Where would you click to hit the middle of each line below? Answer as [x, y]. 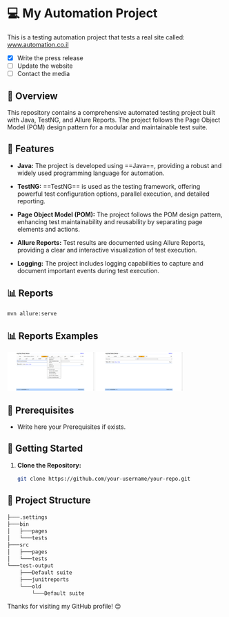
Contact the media [43, 74]
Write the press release [50, 58]
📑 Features [31, 149]
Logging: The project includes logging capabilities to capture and [110, 263]
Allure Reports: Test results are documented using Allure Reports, [111, 242]
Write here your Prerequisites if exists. [71, 427]
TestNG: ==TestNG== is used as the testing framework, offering [109, 186]
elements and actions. [49, 229]
